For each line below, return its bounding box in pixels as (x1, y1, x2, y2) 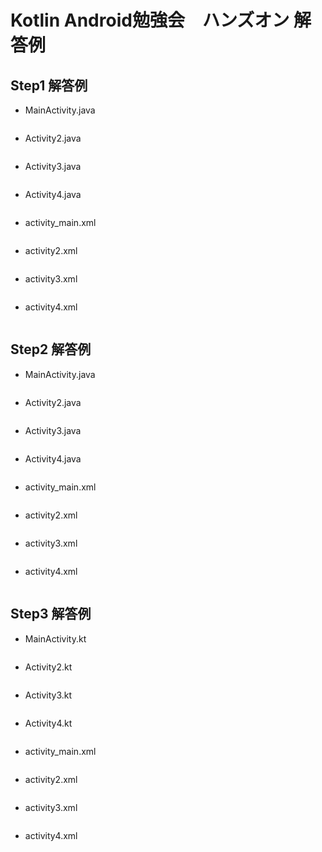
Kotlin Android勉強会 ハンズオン (10, 9, 290, 32)
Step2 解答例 (10, 341, 92, 358)
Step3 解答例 (10, 606, 92, 623)
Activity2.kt (24, 661, 73, 673)
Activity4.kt (24, 717, 73, 729)
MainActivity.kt (24, 632, 87, 645)
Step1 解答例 (10, 77, 88, 94)
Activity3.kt (24, 689, 73, 701)
